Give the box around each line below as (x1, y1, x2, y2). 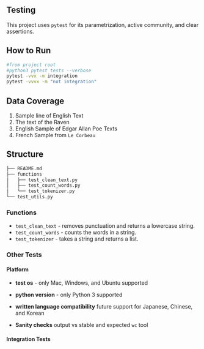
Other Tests (6, 250, 42, 259)
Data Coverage (6, 96, 65, 106)
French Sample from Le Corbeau (15, 131, 96, 138)
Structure (6, 149, 44, 160)
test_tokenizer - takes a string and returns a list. (15, 235, 139, 242)
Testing (6, 5, 36, 15)
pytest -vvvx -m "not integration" (6, 79, 97, 85)
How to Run (6, 45, 51, 56)
